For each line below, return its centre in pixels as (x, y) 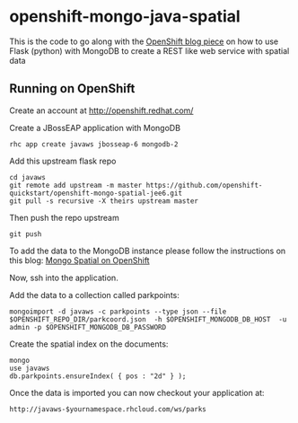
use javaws (30, 368)
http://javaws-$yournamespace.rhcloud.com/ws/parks (108, 409)
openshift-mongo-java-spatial (125, 17)
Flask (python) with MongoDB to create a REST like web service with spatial (149, 50)
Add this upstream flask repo (63, 161)
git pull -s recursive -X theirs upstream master (104, 201)
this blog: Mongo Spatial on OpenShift (79, 260)
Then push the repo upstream (64, 217)
